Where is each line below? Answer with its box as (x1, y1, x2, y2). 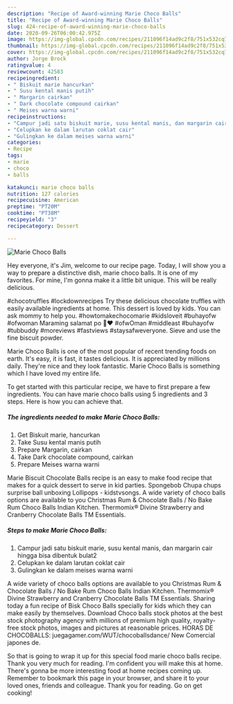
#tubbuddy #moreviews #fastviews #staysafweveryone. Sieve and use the (7, 326, 221, 334)
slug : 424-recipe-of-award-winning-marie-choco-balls (7, 23, 166, 30)
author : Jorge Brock (7, 55, 67, 62)
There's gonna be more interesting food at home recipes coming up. (7, 667, 202, 675)
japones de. (7, 638, 41, 646)
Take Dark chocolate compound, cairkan (17, 452, 134, 461)
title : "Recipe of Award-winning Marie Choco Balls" (7, 17, 163, 24)
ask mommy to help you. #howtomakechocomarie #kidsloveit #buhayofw (7, 311, 216, 320)
